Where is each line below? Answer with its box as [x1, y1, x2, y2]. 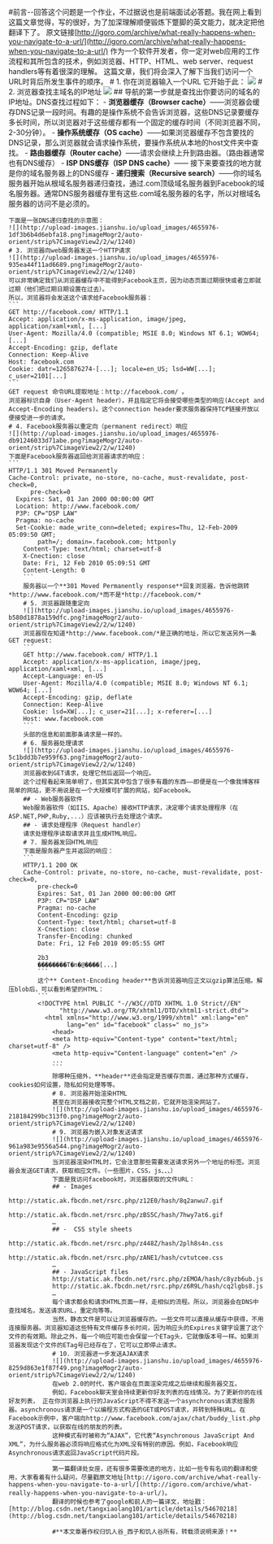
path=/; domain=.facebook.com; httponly [37, 538, 176, 546]
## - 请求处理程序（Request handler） [23, 821, 145, 829]
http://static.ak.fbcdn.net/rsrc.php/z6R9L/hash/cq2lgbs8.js [51, 1282, 264, 1290]
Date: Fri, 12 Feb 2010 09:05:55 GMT [37, 940, 165, 948]
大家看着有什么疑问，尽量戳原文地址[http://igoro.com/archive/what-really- [19, 1473, 262, 1481]
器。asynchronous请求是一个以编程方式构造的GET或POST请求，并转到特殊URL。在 [8, 1406, 246, 1414]
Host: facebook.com [8, 358, 75, 366]
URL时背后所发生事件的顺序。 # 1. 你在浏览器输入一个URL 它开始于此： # [8, 76, 262, 86]
